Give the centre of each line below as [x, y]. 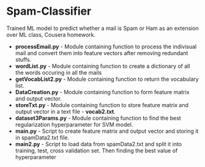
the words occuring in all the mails [58, 72]
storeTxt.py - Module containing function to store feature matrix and [102, 105]
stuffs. [23, 59]
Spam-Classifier [49, 11]
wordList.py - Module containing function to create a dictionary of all [102, 66]
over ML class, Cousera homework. [51, 34]
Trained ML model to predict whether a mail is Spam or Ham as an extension [102, 28]
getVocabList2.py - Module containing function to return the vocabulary [107, 79]
